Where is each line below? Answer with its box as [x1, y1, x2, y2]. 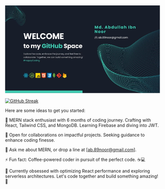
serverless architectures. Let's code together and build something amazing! [5, 173, 159, 179]
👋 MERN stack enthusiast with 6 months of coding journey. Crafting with [5, 117, 151, 123]
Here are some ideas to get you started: [5, 107, 86, 113]
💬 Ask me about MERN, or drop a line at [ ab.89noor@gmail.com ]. [5, 147, 137, 152]
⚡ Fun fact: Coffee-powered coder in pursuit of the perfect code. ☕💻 [5, 156, 146, 162]
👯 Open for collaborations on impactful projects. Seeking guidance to [5, 132, 145, 138]
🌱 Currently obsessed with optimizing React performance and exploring [5, 168, 150, 174]
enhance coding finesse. [5, 137, 55, 143]
